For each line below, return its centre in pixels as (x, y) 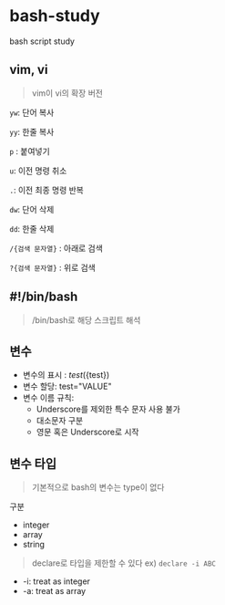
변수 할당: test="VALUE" (67, 386)
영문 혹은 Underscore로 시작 (87, 432)
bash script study (42, 41)
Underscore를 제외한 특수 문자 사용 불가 (108, 409)
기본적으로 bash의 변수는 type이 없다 (98, 487)
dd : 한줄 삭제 (32, 228)
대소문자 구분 (60, 421)
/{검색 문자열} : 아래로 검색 (56, 248)
